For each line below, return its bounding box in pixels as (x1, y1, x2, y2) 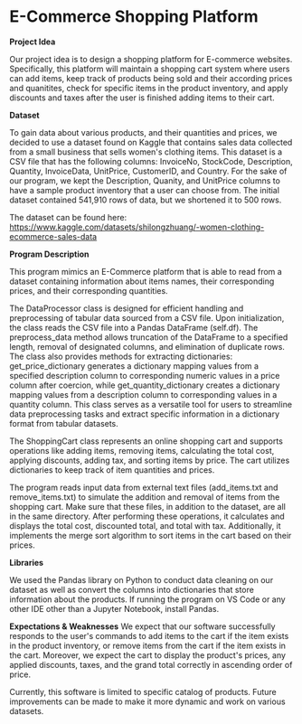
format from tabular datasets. (9, 418, 119, 428)
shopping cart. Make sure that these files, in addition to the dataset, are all (9, 501, 287, 512)
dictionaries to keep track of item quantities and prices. (9, 464, 215, 475)
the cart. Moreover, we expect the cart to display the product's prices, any (9, 649, 287, 661)
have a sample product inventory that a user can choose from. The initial (9, 184, 280, 195)
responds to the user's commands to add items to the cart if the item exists (9, 630, 289, 641)
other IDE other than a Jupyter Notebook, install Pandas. (9, 603, 220, 614)
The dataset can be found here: (9, 212, 127, 222)
